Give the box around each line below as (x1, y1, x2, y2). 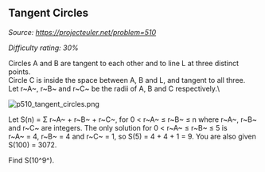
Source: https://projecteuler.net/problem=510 (8, 27, 157, 37)
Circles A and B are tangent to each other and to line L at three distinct (8, 58, 240, 68)
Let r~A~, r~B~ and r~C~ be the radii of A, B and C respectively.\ (8, 84, 220, 93)
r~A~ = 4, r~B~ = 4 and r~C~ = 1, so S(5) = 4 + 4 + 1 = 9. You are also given (8, 131, 256, 141)
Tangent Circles (8, 6, 89, 20)
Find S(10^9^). (8, 155, 55, 165)
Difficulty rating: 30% (8, 43, 80, 53)
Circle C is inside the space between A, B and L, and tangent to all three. (8, 75, 246, 84)
